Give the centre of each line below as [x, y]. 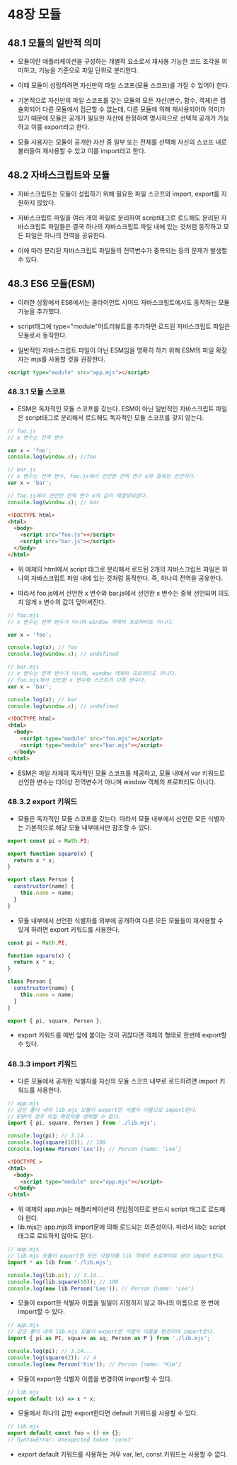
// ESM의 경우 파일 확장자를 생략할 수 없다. [64, 1116]
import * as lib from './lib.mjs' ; [60, 1262]
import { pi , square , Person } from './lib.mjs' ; [82, 1123]
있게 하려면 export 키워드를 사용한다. [69, 929]
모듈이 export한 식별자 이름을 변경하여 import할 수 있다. [95, 1378]
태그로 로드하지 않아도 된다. [56, 1236]
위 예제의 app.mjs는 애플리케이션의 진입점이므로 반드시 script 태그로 [112, 1209]
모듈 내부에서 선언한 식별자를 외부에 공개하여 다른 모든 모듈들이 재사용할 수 [121, 920]
